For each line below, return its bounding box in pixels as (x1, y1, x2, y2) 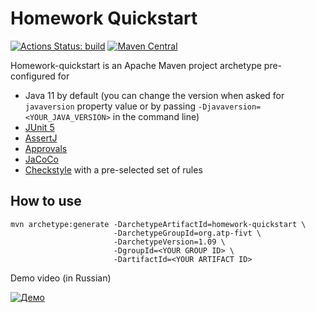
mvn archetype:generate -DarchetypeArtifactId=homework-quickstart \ (10, 219, 307, 229)
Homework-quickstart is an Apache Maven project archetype (10, 59, 262, 71)
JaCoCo (24, 153, 59, 165)
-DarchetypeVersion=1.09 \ (113, 237, 226, 247)
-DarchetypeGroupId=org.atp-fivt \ (113, 228, 262, 238)
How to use (10, 193, 82, 210)
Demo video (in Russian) (10, 272, 112, 284)
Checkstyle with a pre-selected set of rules (24, 163, 203, 176)
